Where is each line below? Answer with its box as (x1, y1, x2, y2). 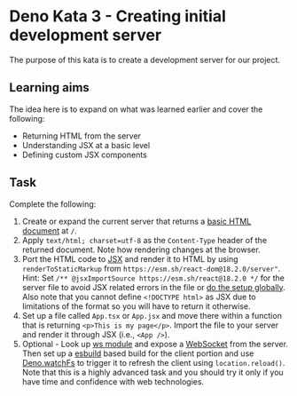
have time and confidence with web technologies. (21, 376, 205, 387)
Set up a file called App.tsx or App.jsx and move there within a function (21, 310, 282, 321)
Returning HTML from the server (21, 131, 142, 141)
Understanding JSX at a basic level (21, 139, 151, 150)
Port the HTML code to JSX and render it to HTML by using (21, 253, 238, 264)
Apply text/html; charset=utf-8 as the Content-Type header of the (21, 234, 268, 245)
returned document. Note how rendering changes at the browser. (21, 244, 261, 255)
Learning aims (9, 80, 90, 95)
